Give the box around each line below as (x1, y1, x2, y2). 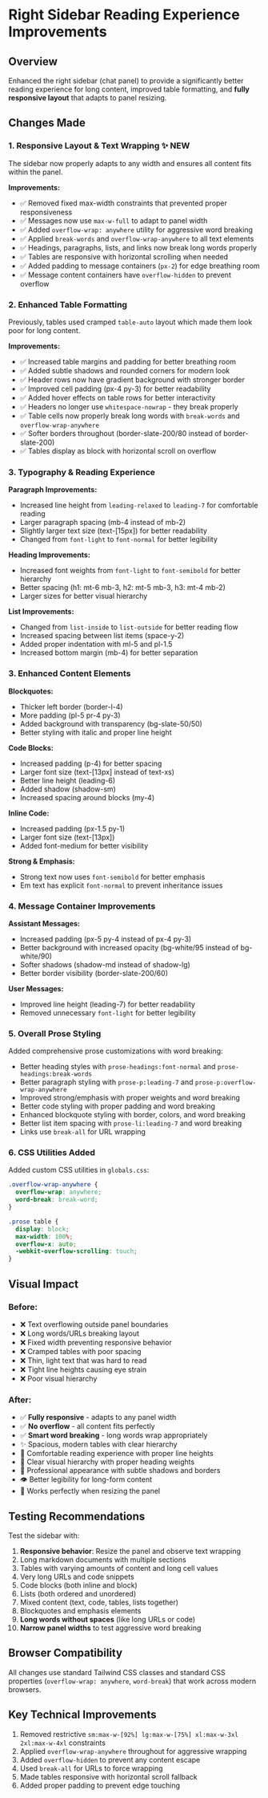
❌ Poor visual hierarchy (19, 1373, 98, 1383)
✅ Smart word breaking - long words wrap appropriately (19, 1430, 208, 1440)
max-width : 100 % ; (15, 1232, 74, 1241)
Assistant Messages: (8, 918, 80, 928)
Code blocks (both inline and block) (19, 1580, 138, 1590)
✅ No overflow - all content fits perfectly (19, 1422, 155, 1431)
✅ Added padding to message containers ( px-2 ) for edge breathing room (19, 261, 260, 271)
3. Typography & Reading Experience (8, 466, 156, 478)
